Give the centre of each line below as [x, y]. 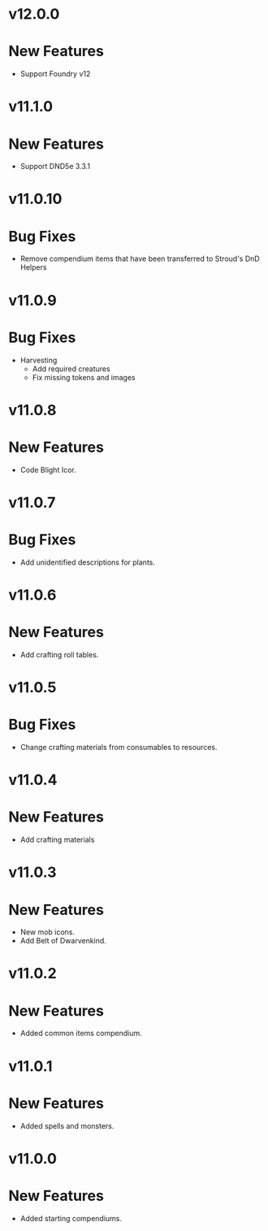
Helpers [33, 267]
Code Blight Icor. [48, 470]
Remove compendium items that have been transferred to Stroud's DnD [140, 259]
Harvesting [39, 360]
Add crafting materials [57, 840]
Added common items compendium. [81, 1034]
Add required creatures [71, 368]
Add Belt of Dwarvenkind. [63, 941]
